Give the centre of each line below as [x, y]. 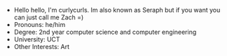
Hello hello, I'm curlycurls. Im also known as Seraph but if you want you [117, 10]
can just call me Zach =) [49, 17]
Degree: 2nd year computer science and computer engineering [105, 32]
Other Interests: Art [42, 47]
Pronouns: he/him [40, 25]
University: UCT [37, 39]
